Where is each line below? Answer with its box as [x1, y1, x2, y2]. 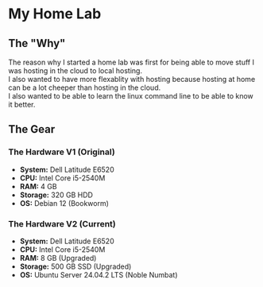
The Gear [8, 122, 56, 136]
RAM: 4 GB [19, 181, 57, 191]
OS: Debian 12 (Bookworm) [19, 198, 110, 207]
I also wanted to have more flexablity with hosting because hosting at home [8, 75, 256, 83]
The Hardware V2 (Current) [8, 218, 117, 229]
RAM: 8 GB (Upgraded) [19, 253, 97, 262]
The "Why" [8, 37, 66, 50]
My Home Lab [8, 5, 102, 23]
